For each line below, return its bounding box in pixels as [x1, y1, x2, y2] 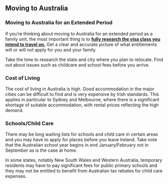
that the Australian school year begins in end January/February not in [5, 142, 149, 148]
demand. [5, 107, 24, 113]
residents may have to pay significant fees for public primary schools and [5, 162, 157, 168]
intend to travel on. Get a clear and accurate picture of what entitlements [5, 41, 157, 47]
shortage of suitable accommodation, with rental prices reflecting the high [5, 102, 159, 108]
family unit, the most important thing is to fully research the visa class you [5, 36, 160, 42]
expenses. [5, 173, 27, 179]
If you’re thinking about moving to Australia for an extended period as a [5, 30, 153, 37]
